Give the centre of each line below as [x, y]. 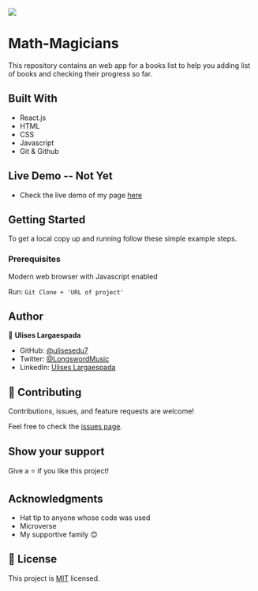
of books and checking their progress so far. [80, 73]
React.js [33, 118]
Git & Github [39, 151]
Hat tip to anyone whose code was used [85, 518]
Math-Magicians [64, 44]
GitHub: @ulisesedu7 [54, 350]
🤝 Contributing [45, 392]
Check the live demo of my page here [81, 195]
